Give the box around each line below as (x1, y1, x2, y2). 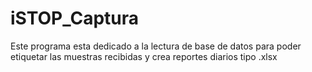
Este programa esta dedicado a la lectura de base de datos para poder (10, 40, 302, 52)
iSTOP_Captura (10, 7, 140, 30)
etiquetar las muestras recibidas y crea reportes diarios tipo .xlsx (10, 50, 278, 62)
